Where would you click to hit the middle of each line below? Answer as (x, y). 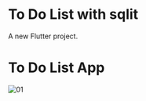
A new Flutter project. (43, 36)
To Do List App (57, 68)
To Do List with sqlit (73, 14)
